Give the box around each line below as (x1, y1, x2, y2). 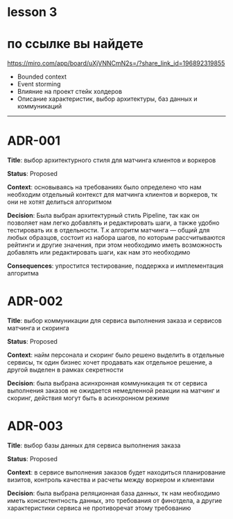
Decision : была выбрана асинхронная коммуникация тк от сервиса (7, 379, 208, 387)
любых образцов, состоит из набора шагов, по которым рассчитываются (7, 234, 225, 242)
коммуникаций (17, 102, 62, 111)
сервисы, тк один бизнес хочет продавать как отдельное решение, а (7, 358, 213, 366)
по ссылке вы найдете (7, 36, 144, 52)
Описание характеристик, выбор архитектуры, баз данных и (17, 95, 198, 103)
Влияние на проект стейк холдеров (17, 88, 123, 96)
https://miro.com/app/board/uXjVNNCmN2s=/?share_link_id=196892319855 (7, 59, 225, 67)
